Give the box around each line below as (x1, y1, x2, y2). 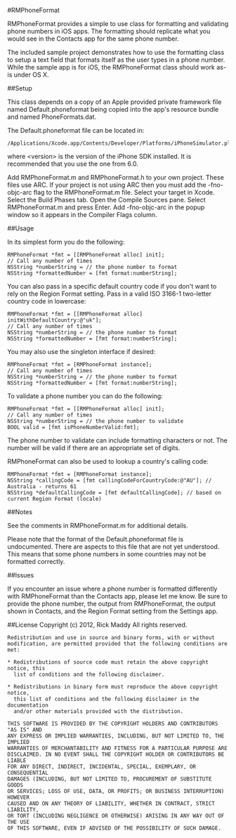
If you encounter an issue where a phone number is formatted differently (7, 584, 218, 593)
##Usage (7, 224, 34, 233)
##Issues (7, 571, 34, 579)
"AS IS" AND (7, 726, 42, 733)
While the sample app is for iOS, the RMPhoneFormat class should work (7, 63, 216, 71)
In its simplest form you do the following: (7, 238, 125, 246)
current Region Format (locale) (7, 495, 102, 502)
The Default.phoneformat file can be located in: (7, 126, 145, 134)
